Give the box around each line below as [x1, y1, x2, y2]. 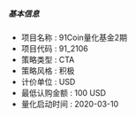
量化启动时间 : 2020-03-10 [20, 98, 119, 109]
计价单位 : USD [20, 76, 76, 87]
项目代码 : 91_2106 [20, 43, 89, 53]
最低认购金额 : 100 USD [20, 87, 107, 97]
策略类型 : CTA [20, 54, 75, 65]
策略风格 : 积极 [20, 65, 75, 75]
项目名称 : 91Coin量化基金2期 [20, 32, 127, 43]
